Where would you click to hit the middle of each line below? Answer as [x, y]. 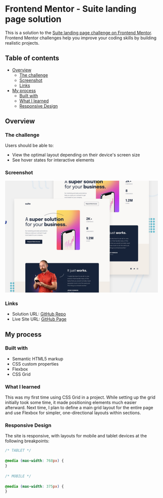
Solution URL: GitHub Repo [39, 314]
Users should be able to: [30, 145]
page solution [33, 19]
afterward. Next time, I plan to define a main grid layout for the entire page [79, 408]
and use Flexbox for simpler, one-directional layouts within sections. [73, 413]
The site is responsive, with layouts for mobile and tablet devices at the [76, 436]
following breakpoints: [27, 441]
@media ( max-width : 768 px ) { [34, 461]
